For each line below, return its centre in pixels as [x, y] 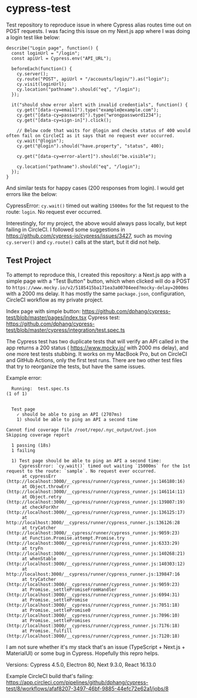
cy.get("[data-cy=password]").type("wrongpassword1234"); [89, 115]
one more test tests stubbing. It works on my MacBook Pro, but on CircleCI [97, 354]
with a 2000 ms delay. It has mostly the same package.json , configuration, [96, 293]
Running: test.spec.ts [40, 388]
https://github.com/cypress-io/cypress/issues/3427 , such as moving [89, 236]
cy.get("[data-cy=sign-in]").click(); [64, 120]
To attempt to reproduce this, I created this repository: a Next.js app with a [96, 274]
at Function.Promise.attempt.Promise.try [73, 538]
